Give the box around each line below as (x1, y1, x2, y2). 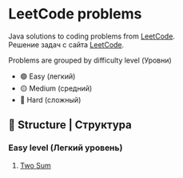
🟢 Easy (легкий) (19, 71, 76, 81)
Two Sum (19, 160, 52, 170)
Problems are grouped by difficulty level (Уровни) (8, 55, 172, 65)
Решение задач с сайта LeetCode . (8, 39, 125, 49)
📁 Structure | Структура (8, 118, 132, 132)
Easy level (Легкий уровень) (8, 142, 123, 153)
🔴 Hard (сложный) (19, 95, 82, 104)
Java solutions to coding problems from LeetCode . (8, 31, 176, 41)
